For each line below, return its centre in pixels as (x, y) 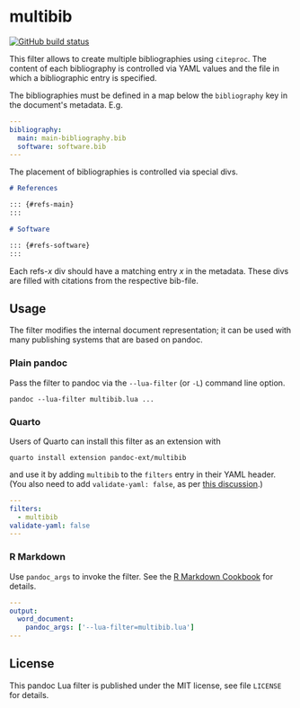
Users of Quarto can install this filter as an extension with (115, 441)
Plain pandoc (39, 363)
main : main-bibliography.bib (72, 138)
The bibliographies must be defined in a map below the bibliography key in (149, 95)
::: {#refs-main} (42, 205)
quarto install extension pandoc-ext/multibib (98, 457)
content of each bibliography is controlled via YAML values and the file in (145, 68)
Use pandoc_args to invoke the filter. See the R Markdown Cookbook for (141, 576)
